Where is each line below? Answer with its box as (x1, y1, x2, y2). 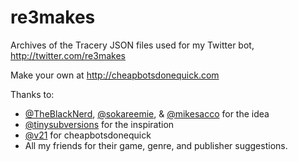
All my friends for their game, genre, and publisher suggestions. (24, 139, 288, 151)
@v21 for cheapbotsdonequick (24, 129, 152, 141)
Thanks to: (10, 88, 55, 100)
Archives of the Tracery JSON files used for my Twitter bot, (10, 39, 255, 51)
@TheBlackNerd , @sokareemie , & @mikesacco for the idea (24, 107, 270, 120)
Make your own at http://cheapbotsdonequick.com (10, 69, 220, 81)
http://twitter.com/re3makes (10, 49, 126, 61)
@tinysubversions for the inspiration (24, 118, 175, 130)
